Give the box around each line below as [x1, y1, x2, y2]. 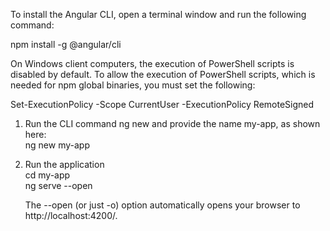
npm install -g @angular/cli [10, 39, 122, 50]
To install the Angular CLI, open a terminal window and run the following [10, 9, 307, 20]
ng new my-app [24, 139, 90, 151]
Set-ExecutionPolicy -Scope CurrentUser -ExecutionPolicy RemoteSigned [10, 99, 315, 110]
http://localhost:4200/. [24, 210, 118, 221]
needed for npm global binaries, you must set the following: [10, 79, 256, 91]
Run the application [24, 159, 105, 170]
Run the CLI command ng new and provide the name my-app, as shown [24, 118, 321, 129]
